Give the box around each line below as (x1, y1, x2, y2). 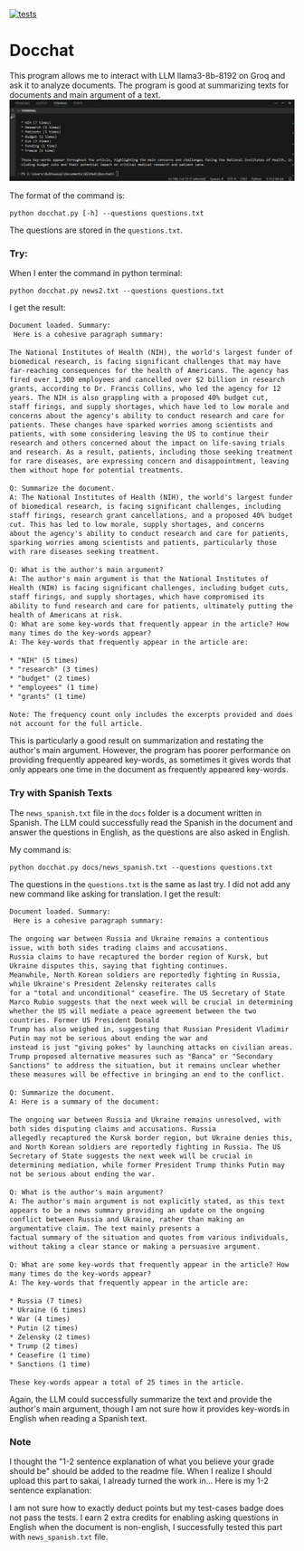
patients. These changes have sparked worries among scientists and (9, 421, 273, 430)
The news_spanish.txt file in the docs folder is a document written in (9, 807, 262, 819)
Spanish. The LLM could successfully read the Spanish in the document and (9, 817, 294, 828)
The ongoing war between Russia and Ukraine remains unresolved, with (9, 1115, 281, 1125)
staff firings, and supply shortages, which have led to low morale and (9, 403, 290, 412)
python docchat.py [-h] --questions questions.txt (9, 209, 204, 218)
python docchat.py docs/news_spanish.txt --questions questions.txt (9, 863, 273, 872)
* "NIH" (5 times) (9, 656, 79, 665)
